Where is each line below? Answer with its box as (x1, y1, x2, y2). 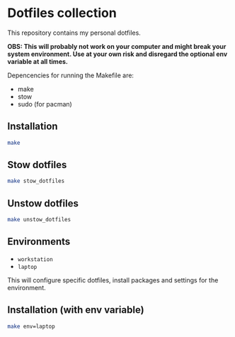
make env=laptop (7, 323, 55, 330)
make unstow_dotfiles (7, 216, 71, 223)
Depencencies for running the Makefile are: (7, 71, 134, 79)
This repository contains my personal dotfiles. (7, 28, 142, 37)
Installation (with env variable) (7, 304, 144, 316)
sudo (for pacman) (17, 99, 72, 108)
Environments (7, 236, 71, 248)
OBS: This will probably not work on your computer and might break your (7, 42, 227, 50)
